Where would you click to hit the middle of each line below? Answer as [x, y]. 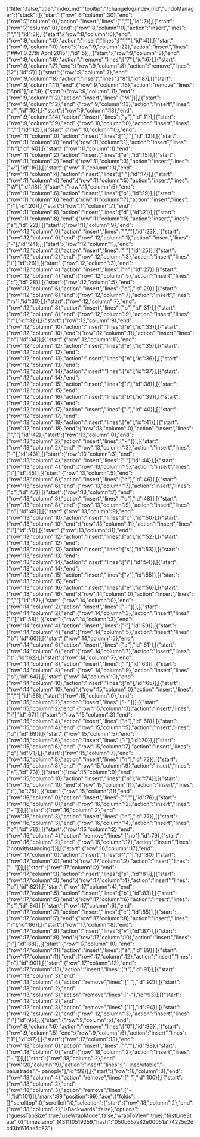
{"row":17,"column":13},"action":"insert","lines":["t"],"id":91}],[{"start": [91, 969]
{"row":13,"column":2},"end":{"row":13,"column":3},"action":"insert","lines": [99, 448]
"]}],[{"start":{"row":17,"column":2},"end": [65, 867]
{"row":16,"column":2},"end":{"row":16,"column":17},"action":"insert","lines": [99, 842]
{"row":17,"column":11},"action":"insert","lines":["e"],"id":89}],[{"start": [92, 950]
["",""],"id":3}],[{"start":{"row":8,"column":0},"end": [69, 34]
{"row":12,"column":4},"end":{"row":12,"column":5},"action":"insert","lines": [99, 276]
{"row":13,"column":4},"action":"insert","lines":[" [65, 460]
